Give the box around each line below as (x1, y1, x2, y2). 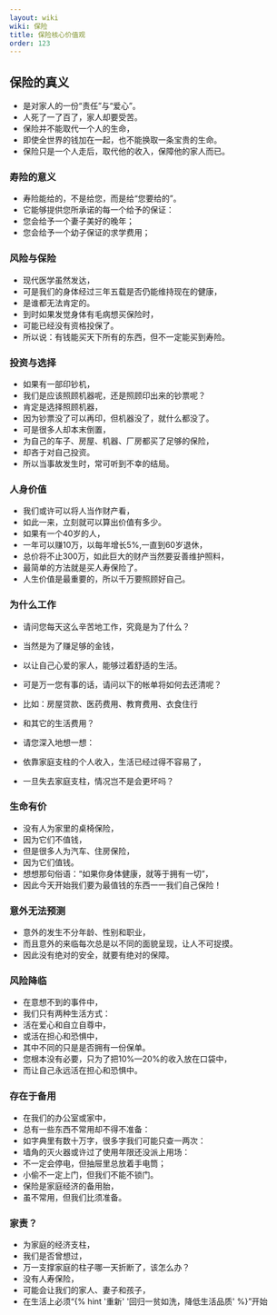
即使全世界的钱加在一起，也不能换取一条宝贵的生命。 (22, 134, 223, 145)
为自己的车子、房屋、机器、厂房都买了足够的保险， (22, 435, 214, 446)
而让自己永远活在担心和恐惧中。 (22, 1065, 143, 1076)
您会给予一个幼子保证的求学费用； (22, 227, 151, 238)
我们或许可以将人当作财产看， (22, 505, 134, 516)
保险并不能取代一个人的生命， (22, 124, 134, 134)
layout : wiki (9, 13, 59, 23)
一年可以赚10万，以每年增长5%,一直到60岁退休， (22, 540, 207, 551)
